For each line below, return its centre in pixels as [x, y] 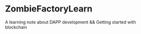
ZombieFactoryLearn [49, 9]
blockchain [16, 27]
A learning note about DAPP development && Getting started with [70, 22]
